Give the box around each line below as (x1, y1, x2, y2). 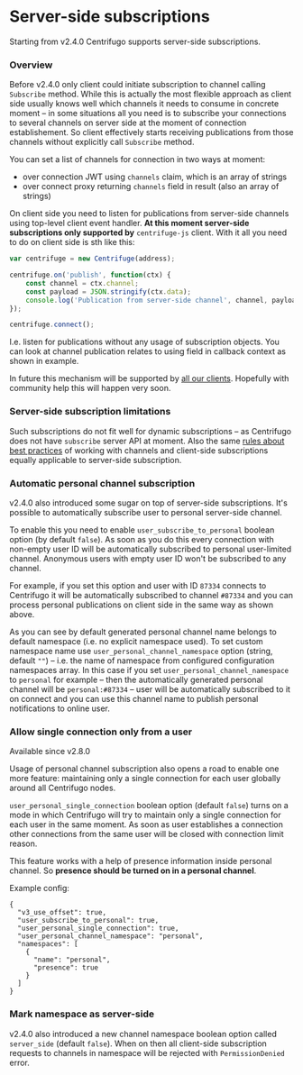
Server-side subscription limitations (9, 405, 171, 418)
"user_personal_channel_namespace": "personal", (17, 932, 204, 941)
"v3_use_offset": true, (17, 908, 106, 917)
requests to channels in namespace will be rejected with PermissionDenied (9, 1047, 286, 1058)
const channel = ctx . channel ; (25, 278, 140, 287)
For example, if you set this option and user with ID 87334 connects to (9, 579, 267, 591)
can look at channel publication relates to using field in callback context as (9, 346, 287, 357)
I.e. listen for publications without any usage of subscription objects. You (9, 336, 280, 348)
